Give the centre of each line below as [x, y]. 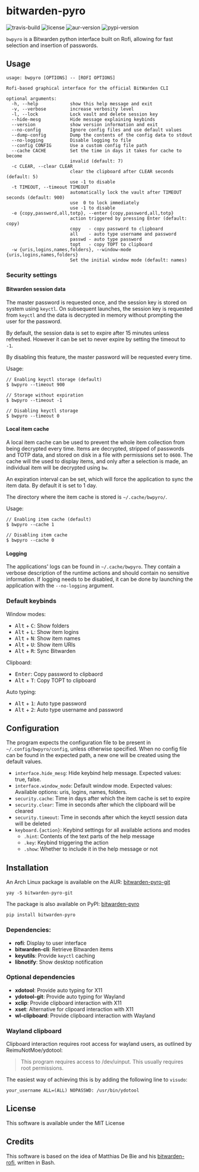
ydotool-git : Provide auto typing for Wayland [70, 996]
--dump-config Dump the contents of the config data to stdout [102, 135]
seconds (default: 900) [36, 198]
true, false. [28, 779]
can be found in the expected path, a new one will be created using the [93, 755]
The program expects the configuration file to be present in [79, 743]
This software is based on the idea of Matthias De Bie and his [81, 1156]
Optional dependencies [41, 977]
